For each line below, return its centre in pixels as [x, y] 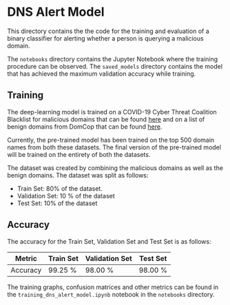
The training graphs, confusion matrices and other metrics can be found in [113, 287]
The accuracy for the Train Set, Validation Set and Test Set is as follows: [109, 241]
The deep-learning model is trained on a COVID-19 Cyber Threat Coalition [112, 112]
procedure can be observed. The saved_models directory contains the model [115, 66]
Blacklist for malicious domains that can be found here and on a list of [106, 119]
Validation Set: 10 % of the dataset [66, 196]
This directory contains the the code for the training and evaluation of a [108, 31]
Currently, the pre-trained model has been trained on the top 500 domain [111, 140]
